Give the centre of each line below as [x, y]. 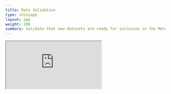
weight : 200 [18, 24]
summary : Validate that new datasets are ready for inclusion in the [81, 29]
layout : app [18, 19]
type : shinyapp [21, 15]
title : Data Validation [31, 10]
